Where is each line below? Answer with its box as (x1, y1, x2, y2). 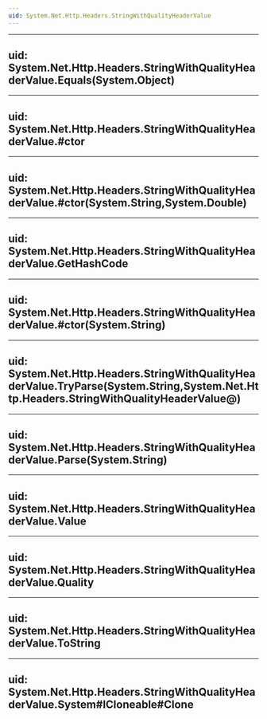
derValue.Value (8, 514, 87, 528)
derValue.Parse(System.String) (8, 453, 168, 466)
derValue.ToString (8, 637, 101, 650)
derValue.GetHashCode (8, 257, 129, 271)
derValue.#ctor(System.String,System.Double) (8, 196, 248, 210)
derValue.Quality (8, 576, 95, 589)
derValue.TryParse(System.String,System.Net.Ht (8, 379, 259, 393)
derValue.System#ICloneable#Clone (8, 698, 194, 712)
